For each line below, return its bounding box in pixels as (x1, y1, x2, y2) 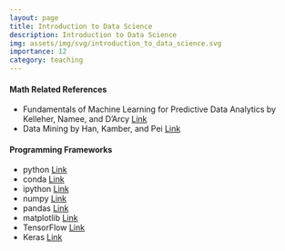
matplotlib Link (22, 213, 78, 224)
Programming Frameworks (9, 144, 113, 155)
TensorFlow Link (22, 222, 85, 233)
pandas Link (22, 203, 69, 214)
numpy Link (22, 193, 66, 205)
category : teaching (9, 55, 84, 65)
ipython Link (22, 184, 70, 195)
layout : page (9, 13, 59, 23)
